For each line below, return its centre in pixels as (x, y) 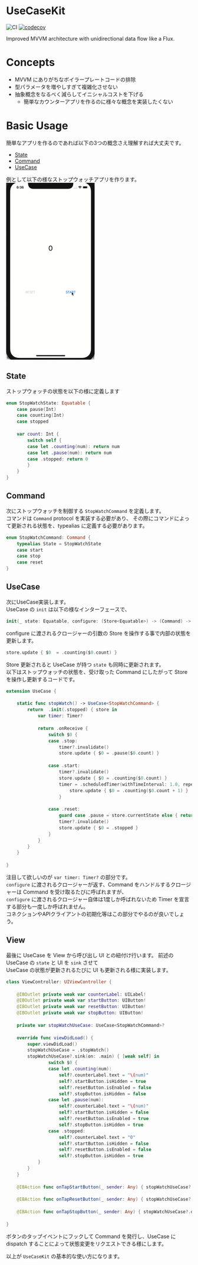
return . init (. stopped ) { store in (72, 710)
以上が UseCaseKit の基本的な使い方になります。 (65, 1256)
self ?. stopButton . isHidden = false (102, 1094)
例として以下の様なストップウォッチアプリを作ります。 (73, 179)
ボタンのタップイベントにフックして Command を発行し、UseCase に (91, 1236)
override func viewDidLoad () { (55, 1038)
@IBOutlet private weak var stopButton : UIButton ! (80, 1013)
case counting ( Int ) (41, 416)
